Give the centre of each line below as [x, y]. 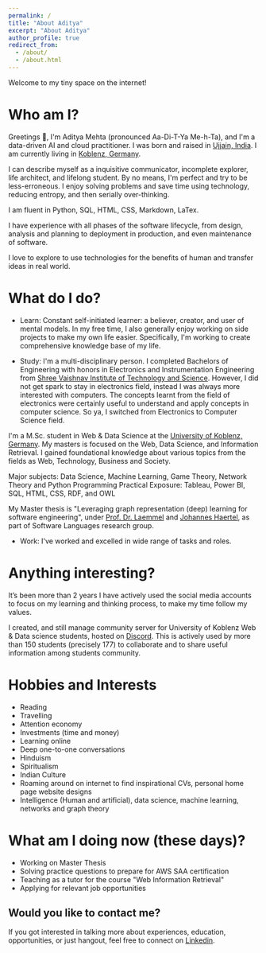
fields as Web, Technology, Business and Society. [89, 461]
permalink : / [30, 16]
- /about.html [39, 60]
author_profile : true [44, 38]
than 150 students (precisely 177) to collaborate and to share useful [118, 644]
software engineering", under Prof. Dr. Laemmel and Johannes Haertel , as [129, 517]
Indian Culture [43, 774]
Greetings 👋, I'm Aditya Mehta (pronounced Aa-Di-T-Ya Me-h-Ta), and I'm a [132, 137]
